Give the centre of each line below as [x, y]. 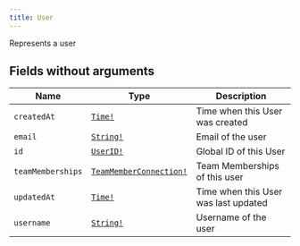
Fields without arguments [82, 71]
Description [241, 97]
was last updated [232, 203]
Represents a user [43, 43]
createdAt [34, 117]
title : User [31, 17]
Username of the [231, 217]
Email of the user [231, 137]
